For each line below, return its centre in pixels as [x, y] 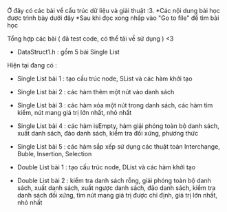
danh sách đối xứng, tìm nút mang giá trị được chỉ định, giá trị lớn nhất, [117, 195]
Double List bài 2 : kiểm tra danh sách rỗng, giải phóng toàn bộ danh [114, 180]
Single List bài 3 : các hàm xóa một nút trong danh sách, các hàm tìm [115, 105]
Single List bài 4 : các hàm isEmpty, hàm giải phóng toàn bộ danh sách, [118, 126]
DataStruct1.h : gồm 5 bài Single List [68, 52]
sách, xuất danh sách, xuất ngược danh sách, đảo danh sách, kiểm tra [116, 188]
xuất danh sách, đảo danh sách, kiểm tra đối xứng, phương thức [107, 133]
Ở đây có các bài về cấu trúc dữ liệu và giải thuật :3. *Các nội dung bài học [113, 11]
